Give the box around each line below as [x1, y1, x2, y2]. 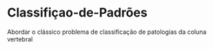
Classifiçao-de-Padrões [7, 5, 148, 21]
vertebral [7, 35, 33, 43]
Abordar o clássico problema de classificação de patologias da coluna [7, 28, 207, 36]
